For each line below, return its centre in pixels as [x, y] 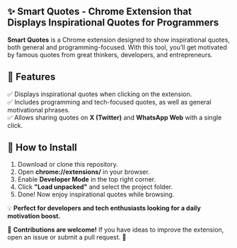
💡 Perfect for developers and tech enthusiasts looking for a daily [104, 208]
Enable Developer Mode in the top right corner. [87, 179]
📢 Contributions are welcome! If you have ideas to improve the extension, [116, 230]
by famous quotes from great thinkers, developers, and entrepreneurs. [110, 54]
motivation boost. [34, 216]
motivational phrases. [39, 110]
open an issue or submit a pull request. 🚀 [67, 237]
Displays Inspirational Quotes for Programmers [113, 23]
